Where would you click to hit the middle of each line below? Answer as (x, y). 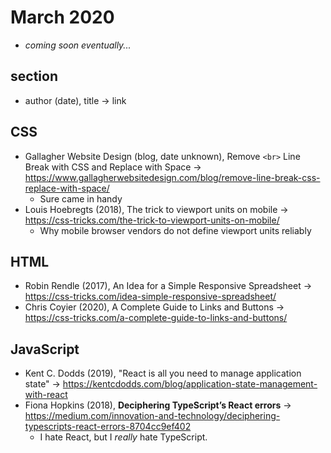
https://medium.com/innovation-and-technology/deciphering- (152, 416)
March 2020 (62, 17)
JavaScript (45, 349)
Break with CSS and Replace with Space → (113, 167)
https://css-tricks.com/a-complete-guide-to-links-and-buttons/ (156, 318)
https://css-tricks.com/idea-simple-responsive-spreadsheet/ (150, 297)
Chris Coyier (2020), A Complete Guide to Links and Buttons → (154, 307)
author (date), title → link (75, 100)
